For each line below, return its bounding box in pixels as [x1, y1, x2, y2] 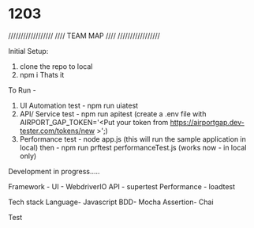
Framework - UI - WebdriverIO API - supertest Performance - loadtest [8, 181, 235, 191]
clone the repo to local [19, 61, 93, 71]
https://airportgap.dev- [170, 117, 245, 127]
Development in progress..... [8, 166, 100, 176]
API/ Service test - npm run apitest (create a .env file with [19, 108, 207, 119]
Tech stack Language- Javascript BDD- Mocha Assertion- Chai [8, 197, 215, 207]
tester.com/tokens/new [19, 126, 95, 135]
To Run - [8, 85, 37, 95]
